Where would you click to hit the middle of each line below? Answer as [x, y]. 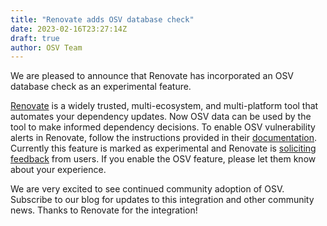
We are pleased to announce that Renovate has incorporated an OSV [152, 76]
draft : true [35, 38]
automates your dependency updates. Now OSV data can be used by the [161, 117]
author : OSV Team [46, 47]
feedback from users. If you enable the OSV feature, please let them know [163, 159]
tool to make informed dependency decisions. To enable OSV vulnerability [163, 127]
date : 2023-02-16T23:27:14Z [69, 29]
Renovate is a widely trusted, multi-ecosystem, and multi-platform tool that [164, 106]
